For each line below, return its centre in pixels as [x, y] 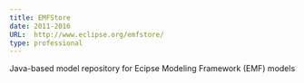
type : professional [46, 43]
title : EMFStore [40, 18]
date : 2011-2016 [40, 26]
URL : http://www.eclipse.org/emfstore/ [87, 34]
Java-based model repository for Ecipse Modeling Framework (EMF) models [152, 69]
